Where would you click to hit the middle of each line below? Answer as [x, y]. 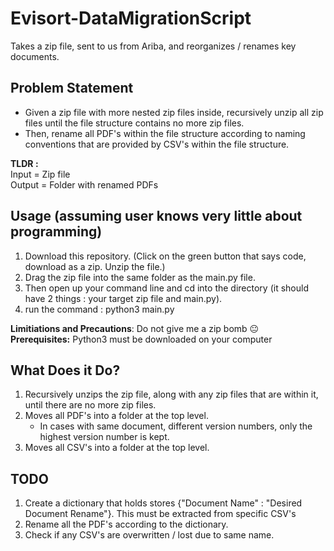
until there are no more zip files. [90, 405]
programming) [56, 232]
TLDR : [24, 163]
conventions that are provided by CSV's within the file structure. [157, 144]
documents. [35, 56]
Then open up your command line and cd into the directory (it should [166, 288]
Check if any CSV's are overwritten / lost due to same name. [149, 535]
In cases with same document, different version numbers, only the [176, 426]
